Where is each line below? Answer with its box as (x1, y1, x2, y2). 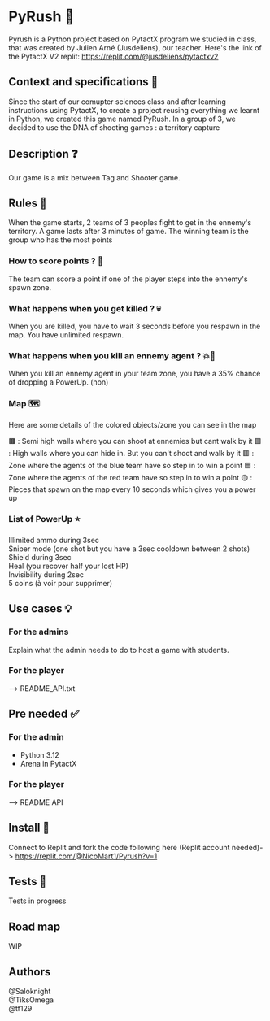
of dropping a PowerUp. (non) (8, 377, 109, 387)
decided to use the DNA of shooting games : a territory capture (8, 122, 220, 133)
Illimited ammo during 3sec (8, 535, 100, 545)
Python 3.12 (20, 749, 59, 759)
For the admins (8, 626, 69, 637)
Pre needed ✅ (8, 707, 80, 721)
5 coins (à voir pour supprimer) (8, 578, 112, 588)
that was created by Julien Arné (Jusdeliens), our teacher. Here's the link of (8, 42, 263, 52)
